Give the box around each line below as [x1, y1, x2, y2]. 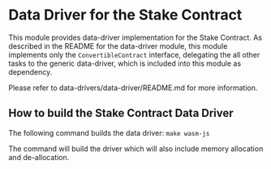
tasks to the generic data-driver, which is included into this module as [8, 58, 242, 68]
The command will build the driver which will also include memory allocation [8, 144, 264, 154]
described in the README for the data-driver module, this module [8, 41, 228, 50]
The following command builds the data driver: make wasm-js [8, 128, 210, 137]
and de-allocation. [8, 152, 70, 162]
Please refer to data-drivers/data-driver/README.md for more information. [8, 83, 258, 93]
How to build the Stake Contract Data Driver [8, 106, 234, 120]
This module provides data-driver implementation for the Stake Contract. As [8, 32, 262, 42]
